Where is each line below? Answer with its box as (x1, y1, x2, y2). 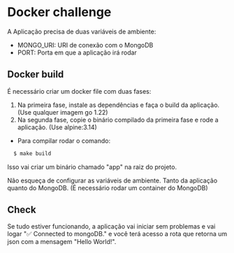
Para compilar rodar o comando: (17, 136, 110, 145)
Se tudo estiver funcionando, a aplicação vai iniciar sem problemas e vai (7, 222, 216, 231)
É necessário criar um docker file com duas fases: (7, 87, 152, 95)
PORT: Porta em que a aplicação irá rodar (17, 48, 138, 57)
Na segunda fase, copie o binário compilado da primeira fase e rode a (17, 115, 219, 124)
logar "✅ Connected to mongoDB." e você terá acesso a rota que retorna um (7, 230, 228, 238)
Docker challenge (7, 4, 112, 20)
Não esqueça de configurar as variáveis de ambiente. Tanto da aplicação (7, 176, 218, 185)
